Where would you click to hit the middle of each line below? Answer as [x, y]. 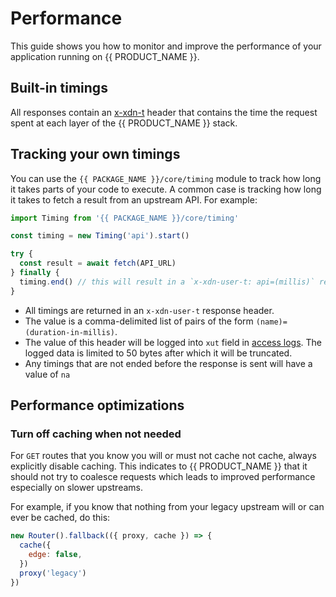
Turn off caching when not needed [96, 434]
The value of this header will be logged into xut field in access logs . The [173, 342]
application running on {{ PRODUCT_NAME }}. [105, 56]
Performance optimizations [97, 405]
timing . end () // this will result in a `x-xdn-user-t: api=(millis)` [167, 282]
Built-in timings [59, 88]
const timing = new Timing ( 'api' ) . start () [100, 236]
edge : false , [55, 555]
